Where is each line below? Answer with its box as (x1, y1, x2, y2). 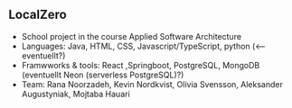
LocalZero (8, 7, 67, 22)
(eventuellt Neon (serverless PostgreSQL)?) (21, 69, 184, 80)
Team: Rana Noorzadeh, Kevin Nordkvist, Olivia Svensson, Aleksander (21, 78, 284, 89)
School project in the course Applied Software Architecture (21, 31, 241, 41)
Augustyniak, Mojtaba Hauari (21, 88, 130, 99)
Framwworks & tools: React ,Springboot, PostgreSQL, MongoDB (21, 59, 260, 70)
